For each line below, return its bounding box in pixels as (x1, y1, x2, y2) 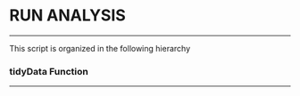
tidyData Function (9, 65, 89, 77)
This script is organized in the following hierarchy (9, 43, 190, 53)
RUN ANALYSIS (9, 5, 127, 26)
